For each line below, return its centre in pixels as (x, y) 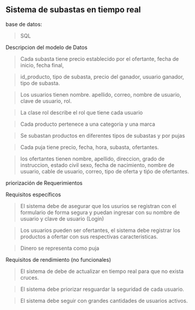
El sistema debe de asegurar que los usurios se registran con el (98, 206)
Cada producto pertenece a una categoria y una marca (88, 124)
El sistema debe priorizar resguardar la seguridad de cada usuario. (102, 289)
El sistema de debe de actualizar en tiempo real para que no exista (102, 271)
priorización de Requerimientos (44, 183)
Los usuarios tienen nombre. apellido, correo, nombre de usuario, (100, 94)
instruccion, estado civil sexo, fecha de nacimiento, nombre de (97, 165)
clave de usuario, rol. (46, 101)
